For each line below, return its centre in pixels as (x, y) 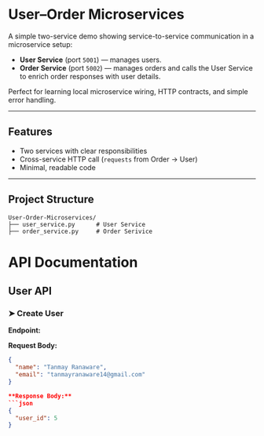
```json (21, 403)
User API (30, 291)
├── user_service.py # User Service (77, 224)
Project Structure (51, 200)
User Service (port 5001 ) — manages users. (90, 60)
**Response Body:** (40, 396)
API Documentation (73, 262)
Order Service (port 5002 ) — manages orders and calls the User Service (136, 67)
